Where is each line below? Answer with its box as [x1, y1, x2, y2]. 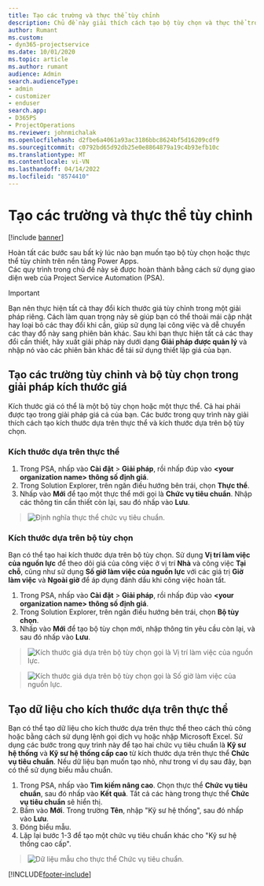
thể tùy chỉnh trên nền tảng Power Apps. [8, 256, 139, 265]
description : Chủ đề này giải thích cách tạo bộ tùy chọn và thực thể [8, 19, 244, 27]
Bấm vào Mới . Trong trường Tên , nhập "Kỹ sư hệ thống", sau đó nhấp [19, 806, 244, 815]
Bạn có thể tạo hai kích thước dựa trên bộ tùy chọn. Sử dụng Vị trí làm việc [8, 551, 251, 560]
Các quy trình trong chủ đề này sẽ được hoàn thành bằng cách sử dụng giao [8, 265, 255, 274]
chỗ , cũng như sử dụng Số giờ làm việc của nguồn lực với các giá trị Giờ [8, 567, 244, 576]
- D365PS [8, 114, 37, 122]
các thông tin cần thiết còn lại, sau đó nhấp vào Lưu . [19, 497, 190, 506]
